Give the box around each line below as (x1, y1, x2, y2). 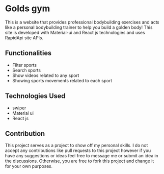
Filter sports (12, 62, 37, 68)
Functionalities (5, 49, 52, 57)
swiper (12, 105, 27, 111)
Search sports (12, 67, 41, 73)
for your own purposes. (5, 163, 53, 169)
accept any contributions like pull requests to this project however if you (5, 148, 151, 153)
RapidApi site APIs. (5, 35, 44, 41)
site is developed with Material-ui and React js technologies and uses (5, 29, 145, 35)
